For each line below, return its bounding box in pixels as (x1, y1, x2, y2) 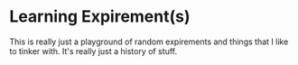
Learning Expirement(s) (9, 6, 191, 27)
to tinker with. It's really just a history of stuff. (9, 45, 178, 56)
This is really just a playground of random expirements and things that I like (9, 36, 289, 47)
